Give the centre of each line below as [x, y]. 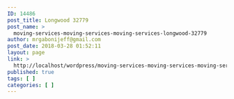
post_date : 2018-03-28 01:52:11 [54, 46]
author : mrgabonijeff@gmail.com [54, 40]
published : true [31, 72]
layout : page [26, 53]
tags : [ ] [22, 78]
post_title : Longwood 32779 [48, 20]
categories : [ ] [31, 85]
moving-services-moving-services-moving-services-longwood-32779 [110, 33]
